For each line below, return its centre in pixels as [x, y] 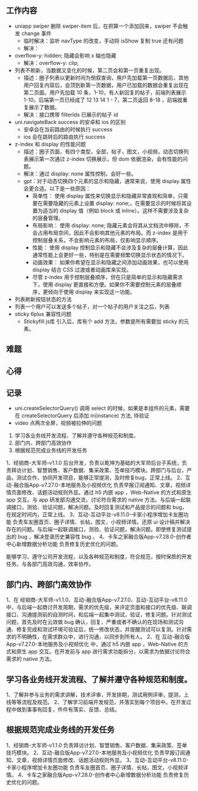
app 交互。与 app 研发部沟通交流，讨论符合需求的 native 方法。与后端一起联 [99, 500]
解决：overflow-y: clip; [51, 63]
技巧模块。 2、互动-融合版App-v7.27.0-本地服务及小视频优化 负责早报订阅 [96, 753]
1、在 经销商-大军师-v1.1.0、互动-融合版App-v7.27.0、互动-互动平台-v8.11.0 [97, 600]
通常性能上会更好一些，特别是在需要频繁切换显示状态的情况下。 [110, 255]
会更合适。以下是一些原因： [57, 188]
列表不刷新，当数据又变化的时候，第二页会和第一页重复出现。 [90, 70]
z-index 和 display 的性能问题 [50, 144]
